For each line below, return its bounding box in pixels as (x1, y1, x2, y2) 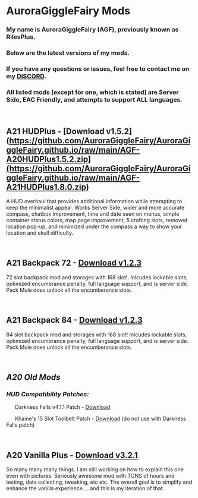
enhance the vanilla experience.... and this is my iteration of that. (6, 485, 165, 492)
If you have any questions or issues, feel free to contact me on (6, 64, 190, 73)
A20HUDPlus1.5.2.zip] (6, 154, 91, 164)
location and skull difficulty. (6, 229, 74, 237)
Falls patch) (6, 421, 35, 428)
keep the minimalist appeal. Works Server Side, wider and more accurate (6, 204, 185, 212)
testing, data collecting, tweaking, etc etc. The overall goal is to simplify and (6, 478, 193, 486)
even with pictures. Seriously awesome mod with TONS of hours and (6, 472, 175, 480)
